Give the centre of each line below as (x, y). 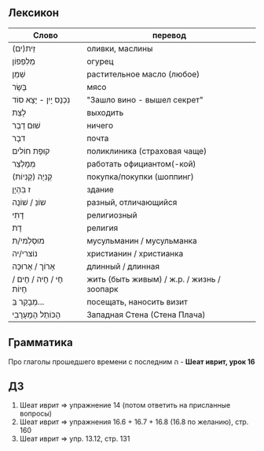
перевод (169, 35)
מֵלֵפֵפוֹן (24, 61)
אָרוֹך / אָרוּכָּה (33, 266)
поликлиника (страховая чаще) (146, 151)
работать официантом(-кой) (141, 163)
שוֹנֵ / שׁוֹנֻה (29, 202)
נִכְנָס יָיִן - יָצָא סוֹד (41, 99)
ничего (100, 125)
